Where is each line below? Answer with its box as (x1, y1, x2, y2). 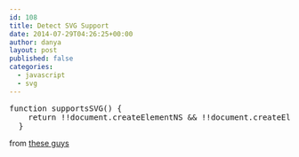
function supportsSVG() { (9, 103, 123, 114)
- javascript (17, 71, 66, 80)
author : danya (9, 37, 62, 47)
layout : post (9, 46, 58, 55)
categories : (9, 63, 53, 72)
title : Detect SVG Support (9, 21, 109, 30)
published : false (9, 54, 74, 63)
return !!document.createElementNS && (28, 112, 198, 122)
